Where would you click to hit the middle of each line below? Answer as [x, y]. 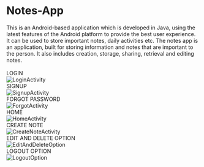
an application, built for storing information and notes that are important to [100, 47]
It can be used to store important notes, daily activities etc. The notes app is [102, 40]
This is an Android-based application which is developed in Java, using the [101, 28]
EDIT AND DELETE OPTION [41, 138]
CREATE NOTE [25, 125]
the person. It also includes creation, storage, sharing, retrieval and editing [100, 53]
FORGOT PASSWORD [33, 99]
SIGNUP [17, 86]
